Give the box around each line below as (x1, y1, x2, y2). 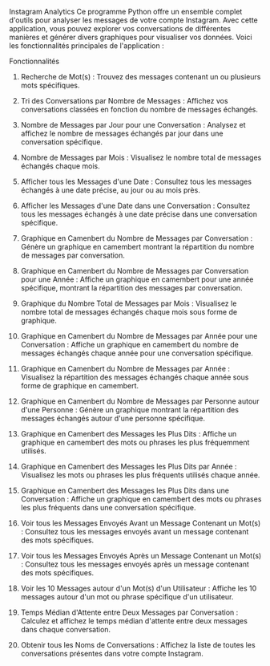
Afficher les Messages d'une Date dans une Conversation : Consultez (20, 201, 251, 210)
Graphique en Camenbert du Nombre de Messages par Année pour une (20, 331, 258, 340)
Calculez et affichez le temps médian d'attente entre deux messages (20, 616, 248, 625)
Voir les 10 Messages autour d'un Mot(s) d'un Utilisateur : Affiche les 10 (20, 583, 257, 593)
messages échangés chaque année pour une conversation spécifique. (20, 348, 253, 358)
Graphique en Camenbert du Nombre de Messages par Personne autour (20, 396, 260, 406)
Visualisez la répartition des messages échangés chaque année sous (20, 372, 249, 382)
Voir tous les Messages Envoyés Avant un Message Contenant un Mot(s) (20, 518, 261, 528)
